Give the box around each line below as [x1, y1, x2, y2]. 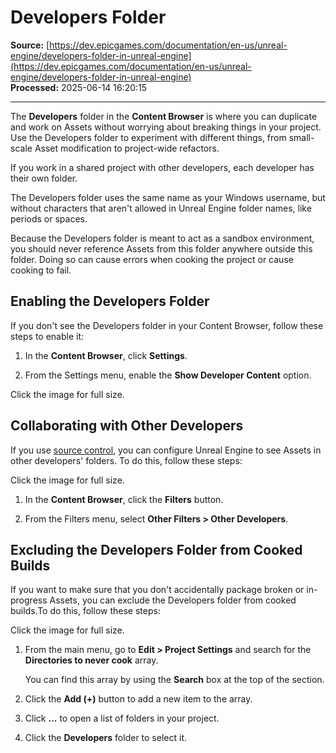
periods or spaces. [10, 212, 88, 225]
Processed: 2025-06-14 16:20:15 [10, 81, 148, 93]
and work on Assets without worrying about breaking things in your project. [10, 121, 322, 133]
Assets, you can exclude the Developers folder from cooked [49, 594, 297, 606]
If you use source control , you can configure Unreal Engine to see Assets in [10, 444, 322, 456]
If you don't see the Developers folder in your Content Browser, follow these [10, 319, 324, 331]
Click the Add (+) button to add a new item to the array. [24, 693, 253, 705]
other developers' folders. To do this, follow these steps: [10, 454, 243, 466]
